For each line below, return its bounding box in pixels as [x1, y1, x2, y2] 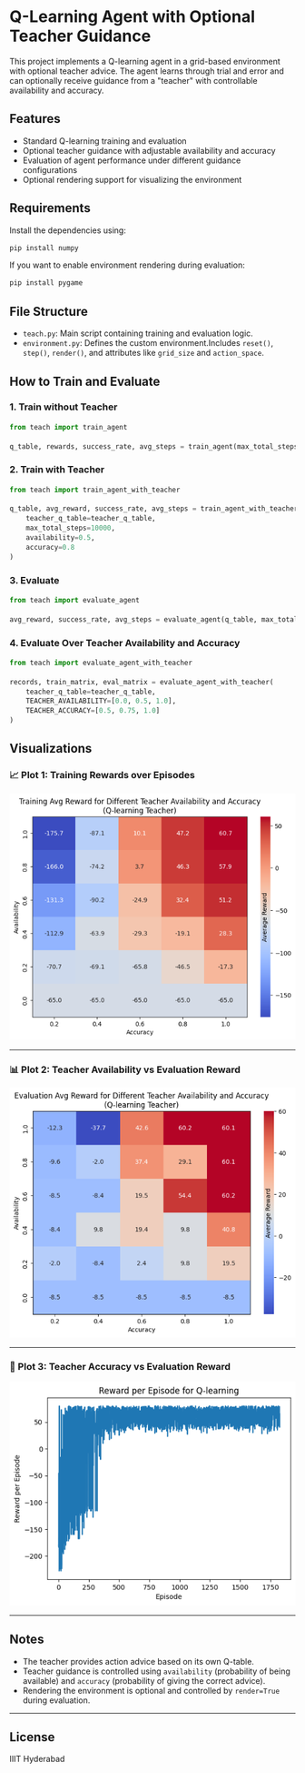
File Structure [9, 303, 88, 319]
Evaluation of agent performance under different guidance [22, 155, 241, 166]
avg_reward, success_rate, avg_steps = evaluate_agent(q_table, [9, 614, 258, 624]
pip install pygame [9, 279, 84, 288]
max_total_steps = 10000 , [25, 523, 116, 533]
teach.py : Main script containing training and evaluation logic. [22, 328, 254, 339]
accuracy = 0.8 [25, 542, 75, 552]
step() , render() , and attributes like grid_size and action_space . [22, 348, 265, 359]
